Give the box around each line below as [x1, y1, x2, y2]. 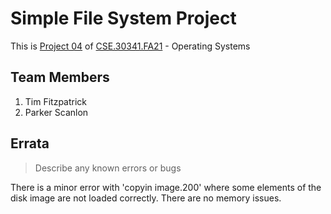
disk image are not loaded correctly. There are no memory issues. [10, 192, 282, 204]
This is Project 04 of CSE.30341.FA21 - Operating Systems [10, 40, 251, 52]
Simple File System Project [10, 7, 237, 30]
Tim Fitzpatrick [24, 95, 88, 107]
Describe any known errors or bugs [34, 162, 182, 174]
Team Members [10, 69, 110, 86]
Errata [10, 135, 50, 152]
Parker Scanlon [24, 106, 89, 118]
